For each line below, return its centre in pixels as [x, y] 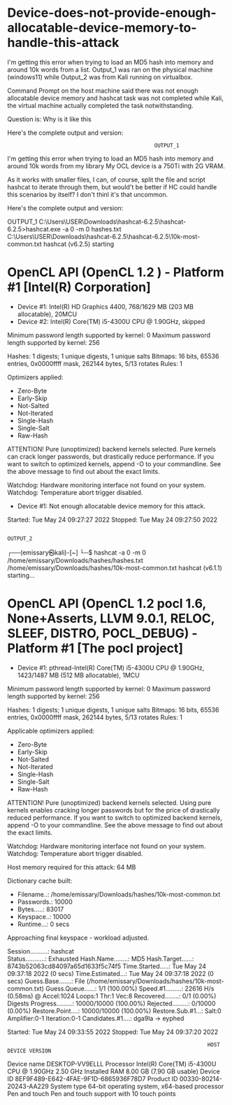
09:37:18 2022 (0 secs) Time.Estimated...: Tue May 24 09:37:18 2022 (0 [111, 973]
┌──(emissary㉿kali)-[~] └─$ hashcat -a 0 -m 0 [77, 552]
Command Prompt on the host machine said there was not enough [103, 90]
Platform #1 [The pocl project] [95, 648]
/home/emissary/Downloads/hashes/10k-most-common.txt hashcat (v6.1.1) [115, 568]
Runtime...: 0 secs [43, 924]
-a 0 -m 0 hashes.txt [92, 229]
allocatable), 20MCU [47, 314]
